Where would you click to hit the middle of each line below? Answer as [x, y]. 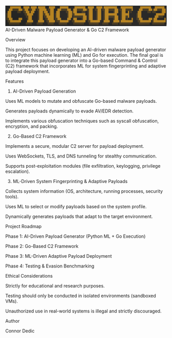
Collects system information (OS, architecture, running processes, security [84, 191]
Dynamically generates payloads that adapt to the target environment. [79, 216]
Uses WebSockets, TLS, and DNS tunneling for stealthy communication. [81, 156]
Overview [15, 39]
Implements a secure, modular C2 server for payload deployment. [75, 146]
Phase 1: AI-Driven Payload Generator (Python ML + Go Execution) [76, 236]
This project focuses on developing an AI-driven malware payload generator [86, 50]
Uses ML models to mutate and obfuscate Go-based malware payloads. [81, 101]
